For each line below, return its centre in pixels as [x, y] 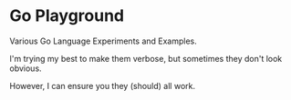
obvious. [26, 68]
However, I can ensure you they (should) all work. [103, 85]
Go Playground [67, 16]
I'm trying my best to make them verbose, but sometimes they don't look [146, 58]
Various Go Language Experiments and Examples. [104, 41]
